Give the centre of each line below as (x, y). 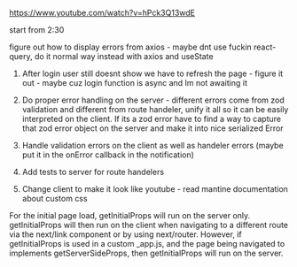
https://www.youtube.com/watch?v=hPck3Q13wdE (102, 13)
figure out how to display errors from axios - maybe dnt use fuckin (131, 47)
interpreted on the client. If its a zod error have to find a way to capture (152, 119)
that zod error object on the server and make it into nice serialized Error (152, 128)
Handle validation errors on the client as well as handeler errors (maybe (152, 145)
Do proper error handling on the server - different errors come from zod (153, 100)
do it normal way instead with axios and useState (124, 56)
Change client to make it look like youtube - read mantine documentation (155, 189)
